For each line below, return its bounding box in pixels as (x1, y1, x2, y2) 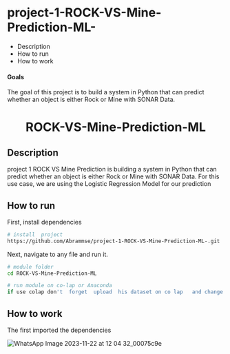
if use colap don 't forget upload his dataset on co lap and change (7, 289, 224, 295)
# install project (7, 231, 63, 238)
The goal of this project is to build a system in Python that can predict (7, 88, 205, 96)
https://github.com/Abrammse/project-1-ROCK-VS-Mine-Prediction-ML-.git (7, 238, 220, 244)
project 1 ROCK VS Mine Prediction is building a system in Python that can (7, 165, 217, 174)
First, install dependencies (7, 218, 82, 226)
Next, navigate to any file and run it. (7, 250, 109, 258)
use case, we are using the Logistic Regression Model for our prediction (7, 180, 211, 188)
